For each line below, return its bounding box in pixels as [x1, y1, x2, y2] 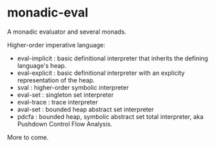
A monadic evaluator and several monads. [7, 27, 127, 36]
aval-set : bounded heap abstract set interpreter [17, 105, 154, 113]
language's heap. [17, 61, 67, 69]
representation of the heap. [17, 76, 95, 84]
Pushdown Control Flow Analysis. [17, 120, 112, 128]
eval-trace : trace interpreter [17, 98, 99, 106]
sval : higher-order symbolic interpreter [17, 83, 129, 91]
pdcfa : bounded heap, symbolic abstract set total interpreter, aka [17, 112, 204, 121]
